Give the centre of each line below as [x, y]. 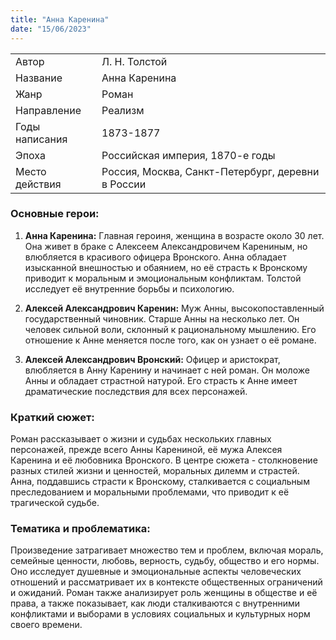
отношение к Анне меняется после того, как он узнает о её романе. [170, 340]
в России [124, 184]
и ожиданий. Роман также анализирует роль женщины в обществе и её [164, 593]
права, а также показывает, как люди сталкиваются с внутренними [155, 603]
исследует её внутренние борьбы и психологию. [129, 288]
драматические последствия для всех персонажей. [136, 391]
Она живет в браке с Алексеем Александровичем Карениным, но [166, 246]
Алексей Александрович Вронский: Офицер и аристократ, [152, 359]
